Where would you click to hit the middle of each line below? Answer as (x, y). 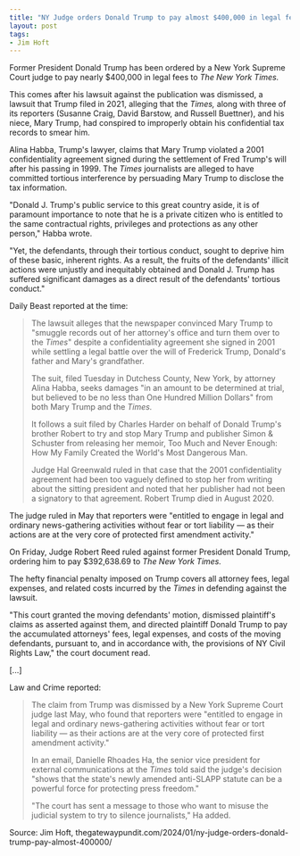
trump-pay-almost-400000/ (61, 842)
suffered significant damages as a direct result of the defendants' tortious (145, 279)
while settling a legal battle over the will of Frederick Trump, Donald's (158, 352)
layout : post (33, 26)
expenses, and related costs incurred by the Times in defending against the (148, 588)
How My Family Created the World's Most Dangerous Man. (139, 453)
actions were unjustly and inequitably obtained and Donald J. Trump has (142, 270)
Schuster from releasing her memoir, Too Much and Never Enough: (154, 444)
